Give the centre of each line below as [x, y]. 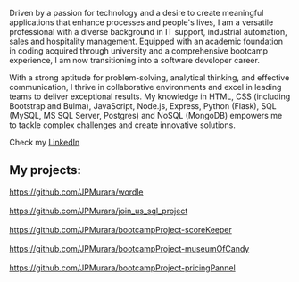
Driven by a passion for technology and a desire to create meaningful [137, 13]
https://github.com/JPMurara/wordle [76, 192]
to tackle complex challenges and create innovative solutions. [123, 125]
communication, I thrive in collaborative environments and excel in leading [145, 87]
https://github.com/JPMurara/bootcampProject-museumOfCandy [129, 248]
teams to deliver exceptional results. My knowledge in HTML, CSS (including [150, 96]
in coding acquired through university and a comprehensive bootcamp [139, 51]
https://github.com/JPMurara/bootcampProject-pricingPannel [123, 268]
